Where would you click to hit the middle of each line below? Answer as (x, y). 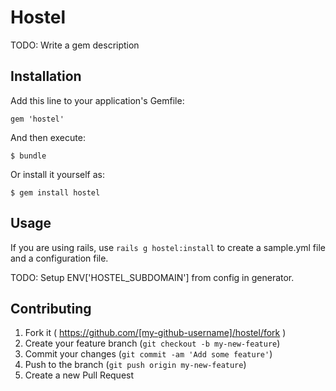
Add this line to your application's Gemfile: (97, 100)
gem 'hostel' (37, 119)
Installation (46, 76)
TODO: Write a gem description (75, 45)
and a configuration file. (59, 258)
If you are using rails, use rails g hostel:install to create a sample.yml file (168, 247)
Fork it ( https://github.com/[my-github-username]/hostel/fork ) (155, 333)
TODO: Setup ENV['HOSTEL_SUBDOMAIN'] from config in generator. (152, 277)
